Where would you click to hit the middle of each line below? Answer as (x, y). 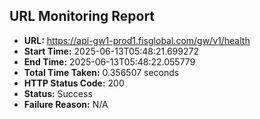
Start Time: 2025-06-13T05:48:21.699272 (111, 51)
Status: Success (58, 93)
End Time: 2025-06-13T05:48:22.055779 (109, 61)
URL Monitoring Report (82, 16)
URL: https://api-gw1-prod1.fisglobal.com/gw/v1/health (137, 40)
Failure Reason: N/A (66, 104)
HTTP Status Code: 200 (74, 83)
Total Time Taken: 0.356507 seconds (101, 72)
